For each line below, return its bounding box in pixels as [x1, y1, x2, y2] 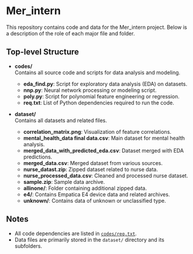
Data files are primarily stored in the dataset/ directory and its [14, 236, 165, 243]
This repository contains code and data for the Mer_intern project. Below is [6, 24, 188, 31]
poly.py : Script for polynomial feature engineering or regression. [23, 93, 180, 100]
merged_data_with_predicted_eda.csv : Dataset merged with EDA [23, 147, 184, 154]
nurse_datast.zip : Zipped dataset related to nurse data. [23, 166, 158, 173]
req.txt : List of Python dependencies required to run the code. [23, 99, 174, 106]
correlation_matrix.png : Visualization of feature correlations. [23, 128, 172, 135]
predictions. [23, 153, 53, 160]
